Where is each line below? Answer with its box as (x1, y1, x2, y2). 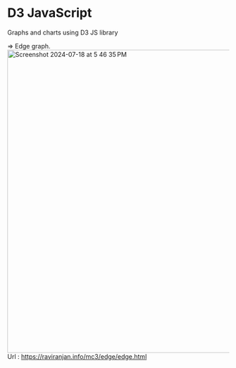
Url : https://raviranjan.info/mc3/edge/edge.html (7, 352, 147, 360)
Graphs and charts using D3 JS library (7, 28, 118, 37)
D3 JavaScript (7, 5, 92, 21)
